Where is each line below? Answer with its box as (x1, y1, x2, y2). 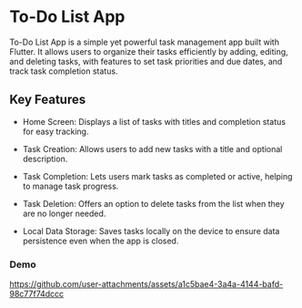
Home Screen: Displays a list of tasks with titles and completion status (22, 116, 287, 127)
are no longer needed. (22, 208, 106, 219)
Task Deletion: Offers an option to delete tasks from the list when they (22, 198, 285, 209)
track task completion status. (9, 66, 118, 77)
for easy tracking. (22, 126, 89, 137)
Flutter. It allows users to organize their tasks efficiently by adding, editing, (9, 46, 288, 56)
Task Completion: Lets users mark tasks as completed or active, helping (22, 170, 293, 181)
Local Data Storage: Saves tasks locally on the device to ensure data (22, 225, 280, 236)
